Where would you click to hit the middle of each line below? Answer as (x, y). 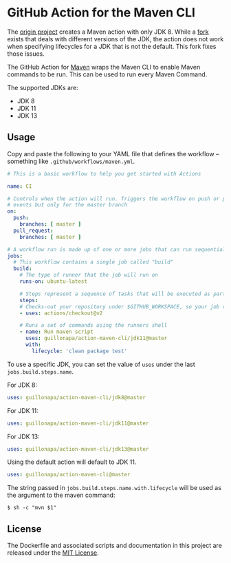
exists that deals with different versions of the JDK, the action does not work (115, 39)
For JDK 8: (22, 385)
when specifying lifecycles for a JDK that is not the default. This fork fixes (112, 46)
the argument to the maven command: (61, 495)
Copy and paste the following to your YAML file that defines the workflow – (113, 153)
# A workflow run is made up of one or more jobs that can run (100, 249)
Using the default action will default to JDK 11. (72, 462)
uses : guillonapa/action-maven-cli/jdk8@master (77, 397)
